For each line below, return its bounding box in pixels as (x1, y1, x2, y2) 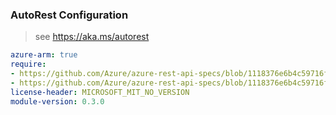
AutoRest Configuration (10, 8, 129, 22)
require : (10, 59, 47, 70)
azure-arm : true (10, 50, 78, 60)
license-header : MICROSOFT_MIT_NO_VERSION (10, 87, 190, 97)
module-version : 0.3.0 (10, 96, 105, 107)
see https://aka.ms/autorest (34, 31, 150, 43)
